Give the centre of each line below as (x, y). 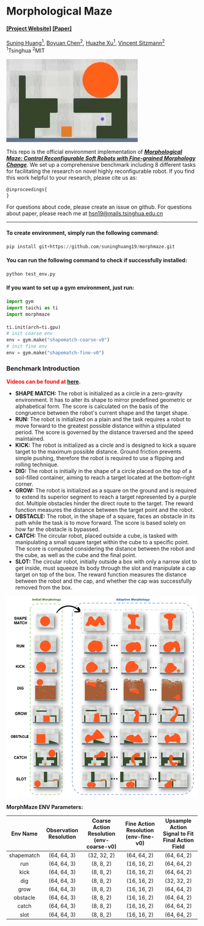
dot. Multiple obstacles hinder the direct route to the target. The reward (104, 503)
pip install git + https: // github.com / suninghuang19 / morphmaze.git (90, 247)
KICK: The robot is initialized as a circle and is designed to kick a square (105, 445)
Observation (62, 830)
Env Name (25, 833)
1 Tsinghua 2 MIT (26, 50)
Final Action (178, 840)
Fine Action (140, 824)
